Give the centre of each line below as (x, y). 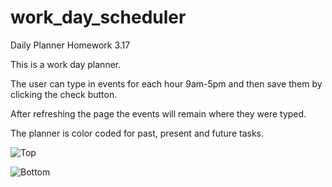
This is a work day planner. (66, 64)
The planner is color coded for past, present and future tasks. (137, 133)
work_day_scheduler (98, 17)
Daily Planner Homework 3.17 (70, 45)
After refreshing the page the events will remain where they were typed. (158, 113)
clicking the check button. (64, 94)
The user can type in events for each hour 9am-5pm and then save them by (166, 83)
